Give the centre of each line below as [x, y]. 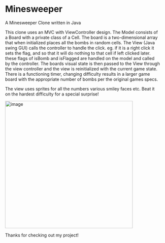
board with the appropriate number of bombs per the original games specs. [82, 79]
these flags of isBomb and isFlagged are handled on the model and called [80, 58]
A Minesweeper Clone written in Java [43, 23]
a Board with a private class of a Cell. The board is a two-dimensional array [82, 37]
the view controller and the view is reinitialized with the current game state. [81, 69]
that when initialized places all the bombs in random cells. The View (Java [80, 42]
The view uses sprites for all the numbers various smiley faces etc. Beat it [80, 89]
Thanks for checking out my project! [42, 235]
